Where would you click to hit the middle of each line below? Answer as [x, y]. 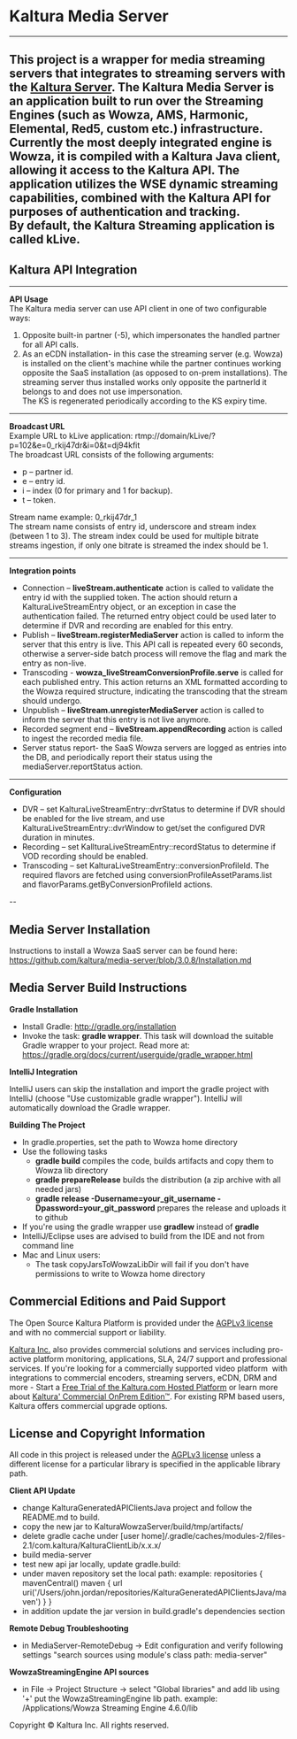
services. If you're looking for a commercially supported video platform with [148, 1368]
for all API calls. [50, 345]
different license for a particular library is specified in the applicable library [145, 1464]
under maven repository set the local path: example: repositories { [142, 1574]
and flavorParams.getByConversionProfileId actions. [117, 885]
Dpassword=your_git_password [95, 1208]
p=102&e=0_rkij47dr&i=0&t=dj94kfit [75, 445]
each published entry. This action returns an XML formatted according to [155, 682]
